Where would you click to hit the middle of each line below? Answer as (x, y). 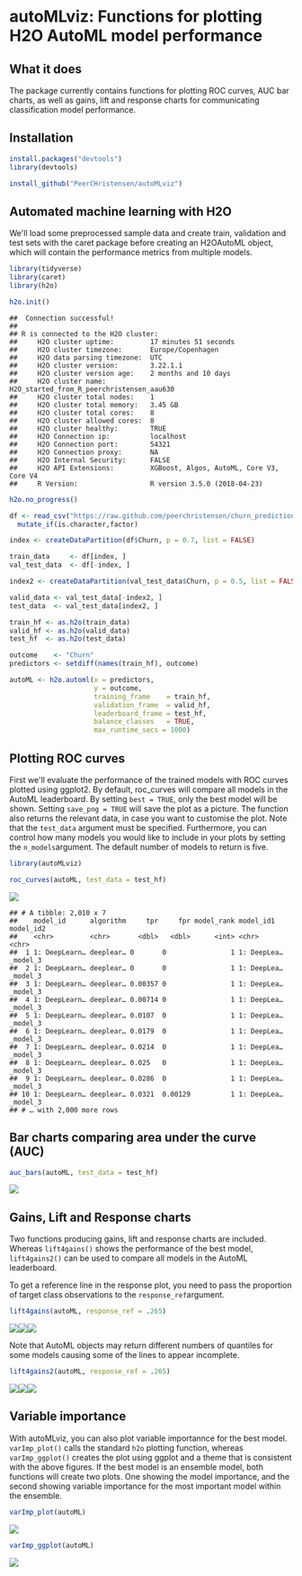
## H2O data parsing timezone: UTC (86, 358)
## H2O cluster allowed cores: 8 (82, 421)
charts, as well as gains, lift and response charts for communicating (134, 100)
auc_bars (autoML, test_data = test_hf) (84, 1172)
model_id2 (28, 929)
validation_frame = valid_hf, (152, 705)
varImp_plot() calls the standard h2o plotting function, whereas (127, 1447)
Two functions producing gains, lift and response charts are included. (138, 1239)
